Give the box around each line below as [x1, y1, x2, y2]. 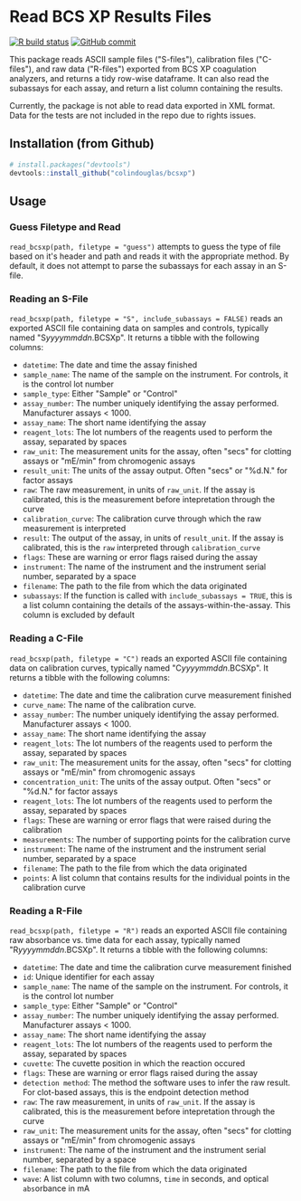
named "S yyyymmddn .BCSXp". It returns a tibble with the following [9, 332, 259, 343]
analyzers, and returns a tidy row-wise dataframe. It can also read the [9, 72, 269, 83]
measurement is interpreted [22, 523, 127, 534]
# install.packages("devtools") [9, 160, 131, 169]
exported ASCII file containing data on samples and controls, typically [9, 323, 269, 334]
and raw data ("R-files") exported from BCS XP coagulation [35, 63, 258, 74]
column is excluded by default [22, 609, 136, 621]
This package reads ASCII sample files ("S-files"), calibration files [9, 53, 255, 64]
